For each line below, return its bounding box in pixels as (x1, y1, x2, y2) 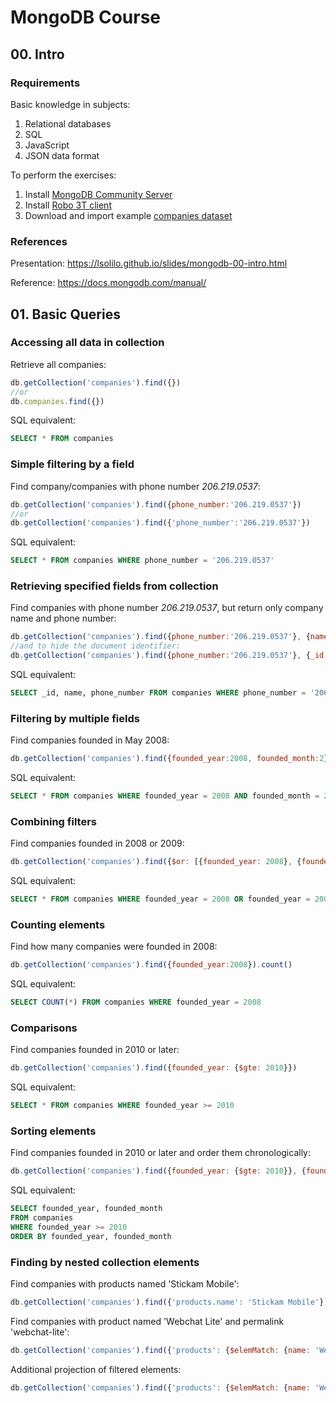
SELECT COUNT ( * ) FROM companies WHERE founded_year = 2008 (10, 997, 262, 1008)
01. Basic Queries (10, 306, 121, 323)
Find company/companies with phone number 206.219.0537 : (10, 480, 261, 492)
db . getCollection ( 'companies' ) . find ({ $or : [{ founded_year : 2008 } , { (10, 857, 302, 867)
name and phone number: (10, 612, 117, 625)
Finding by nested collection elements (10, 1255, 200, 1269)
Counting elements (10, 917, 106, 931)
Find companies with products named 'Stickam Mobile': (10, 1278, 240, 1290)
